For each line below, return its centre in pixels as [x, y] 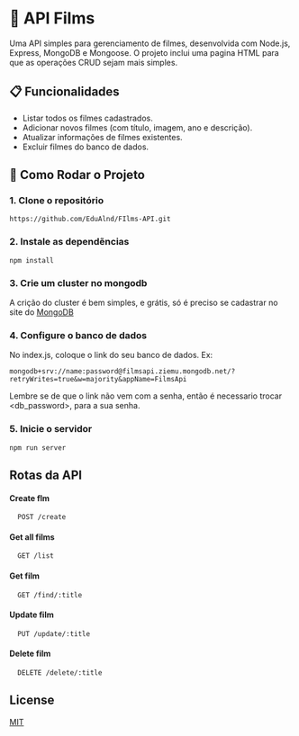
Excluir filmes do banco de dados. [86, 147]
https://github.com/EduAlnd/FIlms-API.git [90, 220]
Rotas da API [46, 476]
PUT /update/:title [54, 633]
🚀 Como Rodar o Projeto [77, 175]
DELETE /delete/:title [60, 673]
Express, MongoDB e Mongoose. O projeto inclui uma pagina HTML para [144, 52]
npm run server [38, 448]
